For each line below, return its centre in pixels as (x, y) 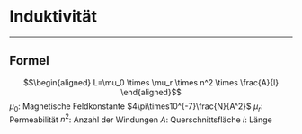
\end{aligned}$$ (151, 92)
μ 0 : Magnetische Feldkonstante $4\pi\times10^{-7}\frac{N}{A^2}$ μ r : (136, 107)
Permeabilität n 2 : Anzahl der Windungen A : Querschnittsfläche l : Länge (141, 119)
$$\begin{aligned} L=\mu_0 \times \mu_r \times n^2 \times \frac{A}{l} (151, 82)
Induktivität (53, 17)
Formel (29, 61)
